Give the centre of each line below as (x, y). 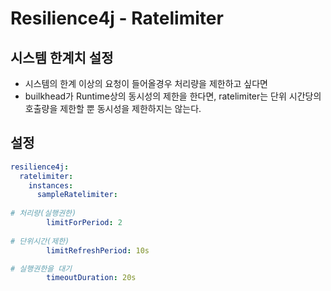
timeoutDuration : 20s (91, 278)
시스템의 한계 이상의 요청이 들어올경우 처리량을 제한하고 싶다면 (146, 83)
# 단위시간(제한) (40, 241)
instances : (51, 185)
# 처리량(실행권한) (43, 213)
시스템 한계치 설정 (62, 57)
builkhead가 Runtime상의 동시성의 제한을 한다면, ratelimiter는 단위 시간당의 (173, 96)
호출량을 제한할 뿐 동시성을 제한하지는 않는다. (113, 108)
